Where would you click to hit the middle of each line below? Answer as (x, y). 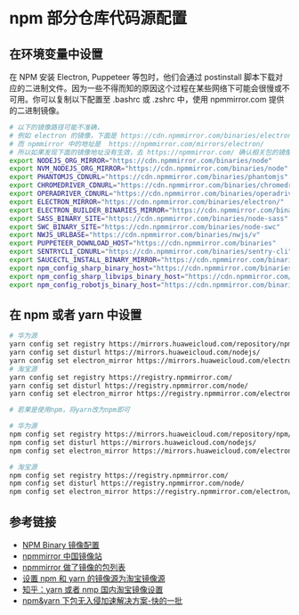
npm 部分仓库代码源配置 (98, 18)
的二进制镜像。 (36, 111)
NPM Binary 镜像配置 (61, 545)
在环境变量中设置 (56, 54)
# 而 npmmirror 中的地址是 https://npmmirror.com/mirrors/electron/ (137, 143)
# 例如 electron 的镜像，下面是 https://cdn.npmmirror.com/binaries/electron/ (153, 135)
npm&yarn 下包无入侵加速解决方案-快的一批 (102, 601)
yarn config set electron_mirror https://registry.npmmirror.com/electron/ (153, 394)
